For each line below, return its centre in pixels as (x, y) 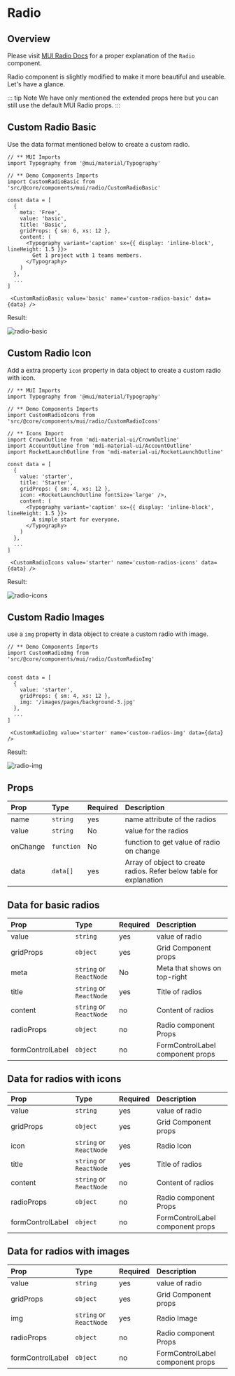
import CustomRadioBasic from (51, 181)
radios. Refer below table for (171, 871)
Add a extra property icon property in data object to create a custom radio (114, 370)
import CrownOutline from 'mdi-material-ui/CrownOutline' (93, 439)
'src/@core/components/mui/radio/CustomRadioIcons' (84, 421)
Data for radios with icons (64, 1079)
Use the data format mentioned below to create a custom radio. (99, 144)
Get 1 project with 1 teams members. (87, 255)
